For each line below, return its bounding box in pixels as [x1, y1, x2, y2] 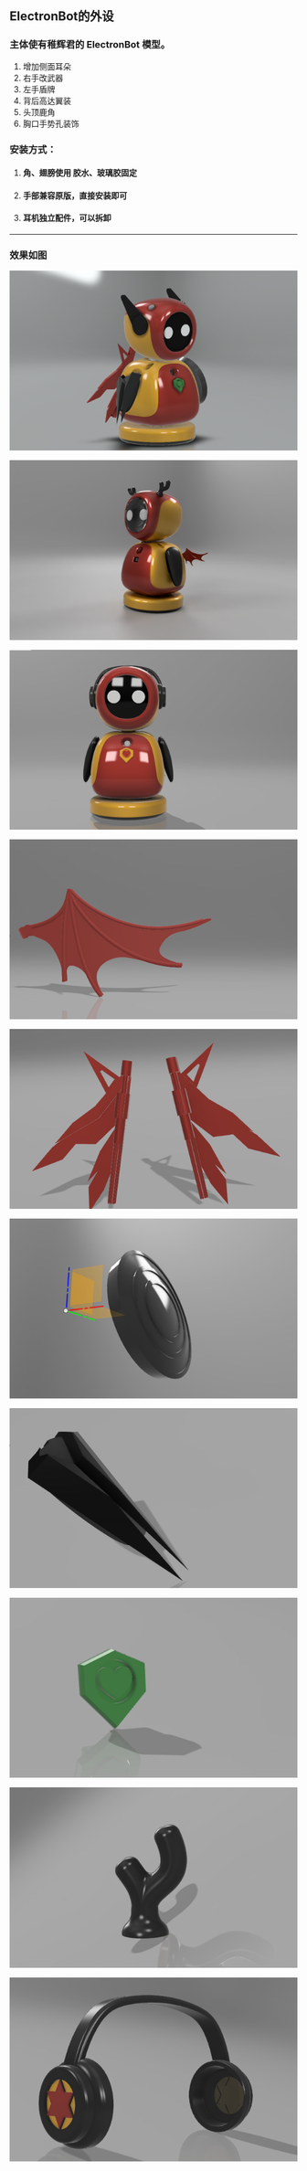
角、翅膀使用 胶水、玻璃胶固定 [22, 167, 138, 178]
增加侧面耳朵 [22, 60, 71, 71]
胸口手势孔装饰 [22, 118, 79, 129]
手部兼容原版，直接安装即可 [22, 190, 128, 201]
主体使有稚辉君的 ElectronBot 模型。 [9, 38, 171, 51]
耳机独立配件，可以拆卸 [22, 213, 111, 224]
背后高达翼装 [22, 95, 71, 106]
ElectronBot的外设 [9, 8, 114, 25]
